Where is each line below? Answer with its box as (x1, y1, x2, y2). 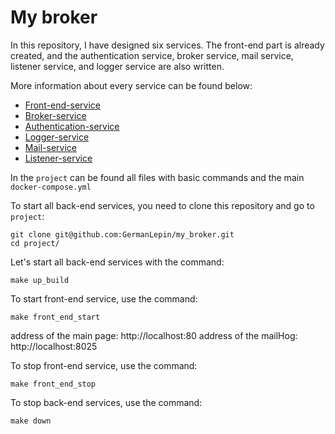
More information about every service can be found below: (10, 79, 253, 91)
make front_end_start (10, 312, 101, 322)
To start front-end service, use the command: (10, 292, 198, 305)
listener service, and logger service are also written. (10, 60, 225, 72)
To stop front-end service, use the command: (10, 359, 198, 371)
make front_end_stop (10, 379, 97, 389)
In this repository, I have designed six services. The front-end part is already (10, 39, 325, 51)
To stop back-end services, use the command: (10, 396, 203, 408)
